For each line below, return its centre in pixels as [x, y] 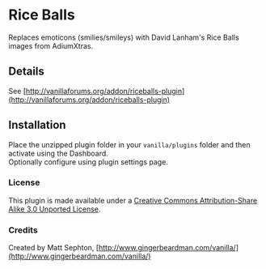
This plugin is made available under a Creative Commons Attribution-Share [133, 200]
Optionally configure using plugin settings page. [88, 162]
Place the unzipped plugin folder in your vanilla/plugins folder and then [129, 144]
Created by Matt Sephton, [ [54, 248]
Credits [23, 230]
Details [26, 72]
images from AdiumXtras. [51, 45]
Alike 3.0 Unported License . [55, 209]
